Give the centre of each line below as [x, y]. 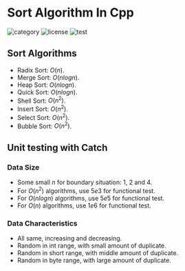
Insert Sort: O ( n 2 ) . [43, 108]
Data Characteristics [42, 223]
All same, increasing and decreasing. [69, 239]
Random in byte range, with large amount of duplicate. [94, 261]
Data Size [23, 167]
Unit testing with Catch [57, 147]
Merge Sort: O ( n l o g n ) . [48, 77]
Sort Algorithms [42, 53]
